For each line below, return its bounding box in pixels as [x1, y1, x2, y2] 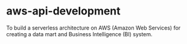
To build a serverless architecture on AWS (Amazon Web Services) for [6, 24, 181, 31]
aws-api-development [6, 4, 121, 18]
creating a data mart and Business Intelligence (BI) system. [6, 30, 153, 37]
